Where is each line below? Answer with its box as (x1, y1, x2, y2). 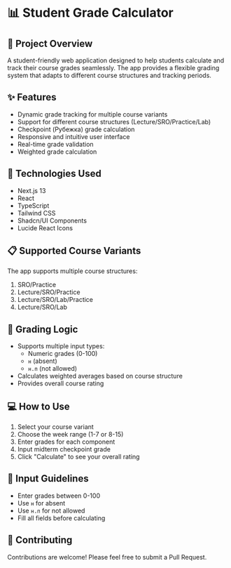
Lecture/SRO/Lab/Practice (17, 296, 93, 304)
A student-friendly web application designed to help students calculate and (7, 56, 225, 65)
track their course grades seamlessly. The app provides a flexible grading (7, 64, 220, 72)
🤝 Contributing (7, 534, 73, 546)
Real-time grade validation (17, 140, 94, 148)
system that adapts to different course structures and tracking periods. (7, 71, 212, 79)
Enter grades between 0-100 (17, 491, 100, 500)
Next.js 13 (17, 186, 46, 194)
